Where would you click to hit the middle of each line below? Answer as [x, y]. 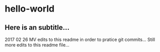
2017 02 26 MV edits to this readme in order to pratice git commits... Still [80, 39]
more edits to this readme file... [37, 45]
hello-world [30, 9]
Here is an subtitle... [37, 28]
